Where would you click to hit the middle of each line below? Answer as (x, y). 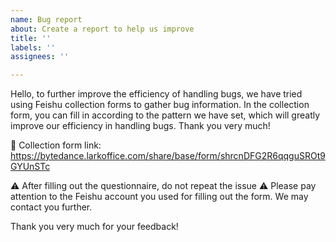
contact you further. (51, 207)
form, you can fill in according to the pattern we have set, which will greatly (165, 115)
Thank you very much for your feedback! (94, 227)
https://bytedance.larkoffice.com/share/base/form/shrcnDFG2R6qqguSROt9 (168, 156)
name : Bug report (46, 19)
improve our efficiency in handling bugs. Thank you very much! (140, 126)
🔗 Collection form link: (56, 145)
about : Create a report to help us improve (102, 29)
